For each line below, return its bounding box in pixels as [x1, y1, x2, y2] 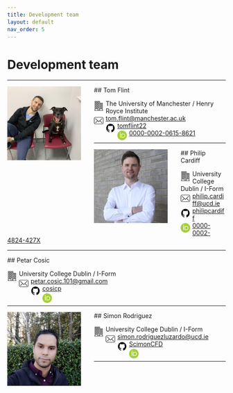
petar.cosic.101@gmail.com [31, 277, 108, 285]
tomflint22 [117, 122, 147, 130]
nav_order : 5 [7, 26, 45, 33]
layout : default [7, 18, 54, 26]
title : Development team [7, 11, 79, 18]
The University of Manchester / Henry [105, 99, 214, 108]
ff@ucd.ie [192, 199, 221, 208]
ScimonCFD [129, 340, 163, 349]
